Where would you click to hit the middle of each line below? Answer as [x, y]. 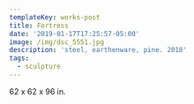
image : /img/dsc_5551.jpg [56, 42]
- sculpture [39, 67]
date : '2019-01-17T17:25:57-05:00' [75, 33]
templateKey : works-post [55, 17]
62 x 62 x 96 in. [37, 91]
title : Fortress [39, 26]
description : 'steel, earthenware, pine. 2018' [98, 50]
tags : [19, 58]
